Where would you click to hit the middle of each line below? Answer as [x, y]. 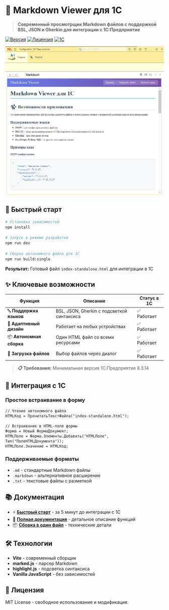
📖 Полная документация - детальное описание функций [74, 519]
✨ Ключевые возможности [50, 285]
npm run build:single [28, 259]
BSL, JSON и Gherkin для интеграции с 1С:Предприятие [79, 29]
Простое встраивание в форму [45, 400]
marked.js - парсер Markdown [45, 564]
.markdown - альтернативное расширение [56, 475]
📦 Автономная [24, 336]
